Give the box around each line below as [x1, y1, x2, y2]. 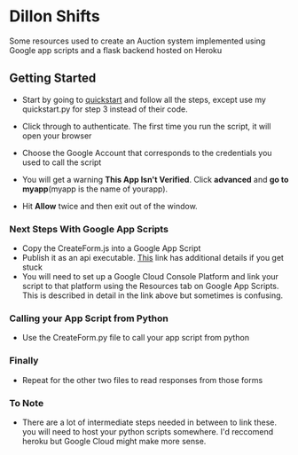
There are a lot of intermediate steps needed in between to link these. [21, 417, 278, 428]
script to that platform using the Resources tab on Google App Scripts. [21, 281, 279, 292]
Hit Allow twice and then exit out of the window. [21, 200, 198, 211]
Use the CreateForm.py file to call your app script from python [21, 333, 250, 343]
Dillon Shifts [9, 6, 100, 27]
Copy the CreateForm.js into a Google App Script [21, 243, 201, 254]
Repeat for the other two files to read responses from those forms [21, 374, 263, 385]
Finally [9, 355, 39, 367]
